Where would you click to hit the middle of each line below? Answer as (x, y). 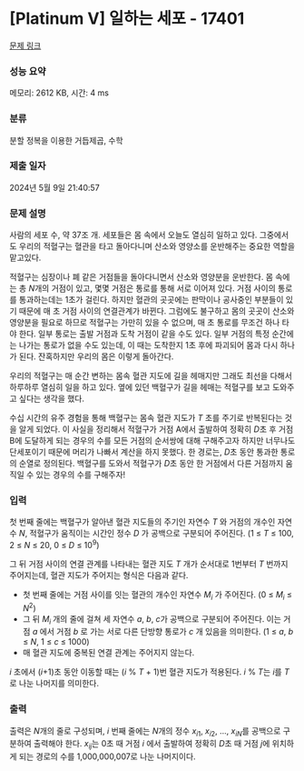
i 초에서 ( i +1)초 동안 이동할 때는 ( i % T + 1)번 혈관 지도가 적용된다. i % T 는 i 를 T (150, 672)
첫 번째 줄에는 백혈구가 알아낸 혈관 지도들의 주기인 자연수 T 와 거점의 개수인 (142, 522)
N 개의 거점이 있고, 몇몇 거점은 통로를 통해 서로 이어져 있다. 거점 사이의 (152, 288)
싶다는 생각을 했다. (51, 399)
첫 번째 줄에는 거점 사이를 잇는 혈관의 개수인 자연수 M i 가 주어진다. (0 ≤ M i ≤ (157, 596)
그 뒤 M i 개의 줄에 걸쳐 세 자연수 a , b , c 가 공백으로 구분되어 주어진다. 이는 (152, 620)
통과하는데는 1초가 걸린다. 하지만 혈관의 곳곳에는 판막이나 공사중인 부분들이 (151, 300)
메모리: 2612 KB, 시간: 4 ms (59, 93)
